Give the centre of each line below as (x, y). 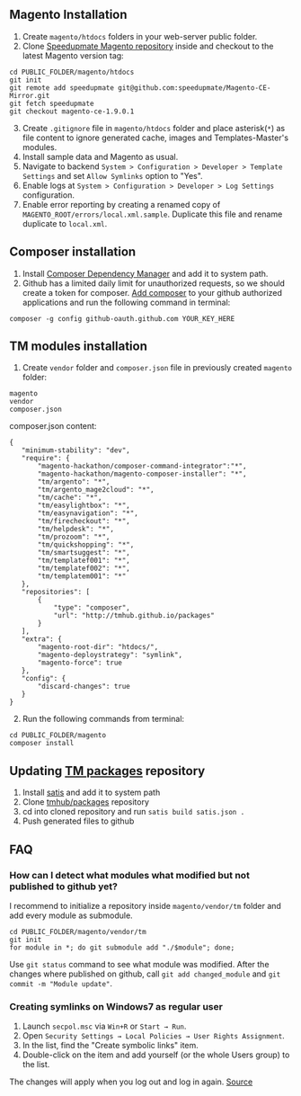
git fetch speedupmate (52, 103)
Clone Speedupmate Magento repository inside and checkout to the (148, 46)
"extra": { (42, 639)
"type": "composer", (92, 608)
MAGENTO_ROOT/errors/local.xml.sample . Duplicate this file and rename (152, 214)
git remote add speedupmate (62, 88)
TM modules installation (79, 347)
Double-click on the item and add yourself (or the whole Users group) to (156, 1055)
